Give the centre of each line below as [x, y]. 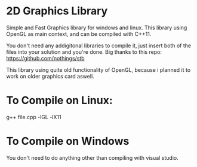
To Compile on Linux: [59, 101]
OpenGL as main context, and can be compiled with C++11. [79, 34]
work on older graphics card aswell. [50, 76]
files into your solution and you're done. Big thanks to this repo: [84, 51]
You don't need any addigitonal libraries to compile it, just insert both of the [99, 45]
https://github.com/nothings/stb [45, 58]
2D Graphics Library [57, 11]
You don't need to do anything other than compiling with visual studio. [92, 157]
